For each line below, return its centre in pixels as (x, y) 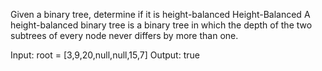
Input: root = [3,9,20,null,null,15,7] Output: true (105, 55)
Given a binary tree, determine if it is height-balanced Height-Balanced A (160, 14)
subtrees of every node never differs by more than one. (124, 35)
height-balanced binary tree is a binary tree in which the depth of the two (161, 25)
